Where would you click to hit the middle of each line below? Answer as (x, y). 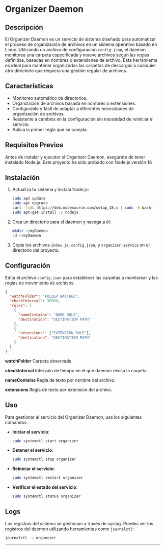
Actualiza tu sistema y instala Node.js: (51, 190)
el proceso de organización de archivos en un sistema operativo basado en (81, 44)
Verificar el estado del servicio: (45, 487)
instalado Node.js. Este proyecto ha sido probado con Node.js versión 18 (79, 162)
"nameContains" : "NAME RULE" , (49, 314)
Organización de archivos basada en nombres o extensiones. (74, 103)
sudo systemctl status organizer (46, 496)
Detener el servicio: (33, 450)
